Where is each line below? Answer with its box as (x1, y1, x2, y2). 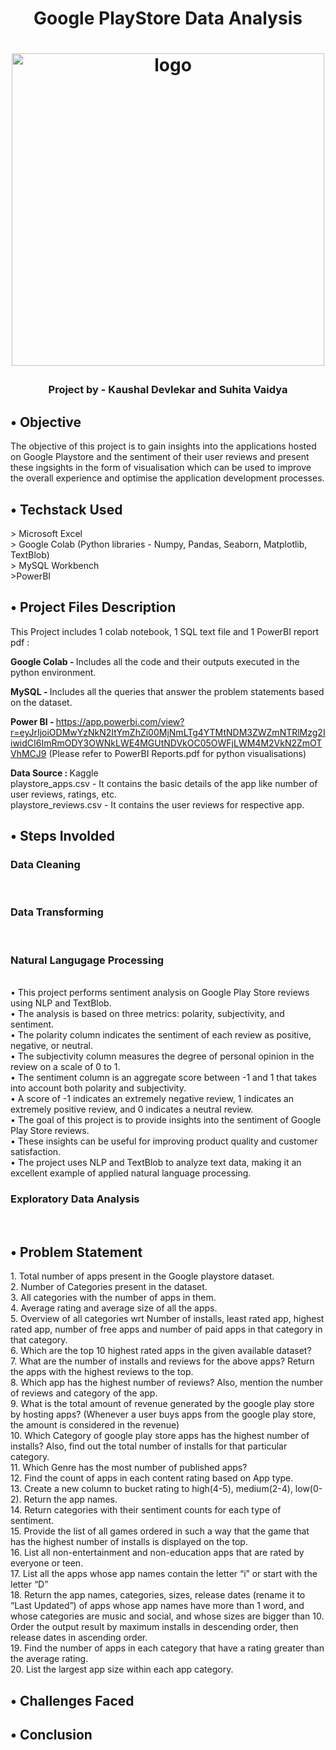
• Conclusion (10, 1726, 93, 1743)
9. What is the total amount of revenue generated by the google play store (10, 1398, 315, 1410)
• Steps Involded (10, 828, 116, 845)
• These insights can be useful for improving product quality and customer (10, 1135, 318, 1147)
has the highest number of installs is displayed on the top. (10, 1536, 248, 1548)
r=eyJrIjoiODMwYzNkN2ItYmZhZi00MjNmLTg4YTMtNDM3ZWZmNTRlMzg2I (10, 726, 326, 738)
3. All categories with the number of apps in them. (10, 1292, 217, 1304)
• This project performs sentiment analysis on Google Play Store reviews (10, 987, 310, 999)
